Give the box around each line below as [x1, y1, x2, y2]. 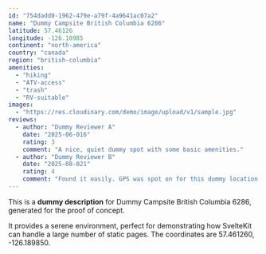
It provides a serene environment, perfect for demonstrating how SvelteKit [8, 220, 252, 230]
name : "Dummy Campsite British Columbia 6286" [8, 19, 166, 27]
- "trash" [15, 85, 48, 94]
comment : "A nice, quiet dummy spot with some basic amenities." [22, 145, 244, 153]
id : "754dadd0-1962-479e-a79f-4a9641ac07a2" [8, 11, 158, 20]
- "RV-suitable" [15, 93, 69, 101]
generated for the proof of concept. [8, 205, 125, 215]
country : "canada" [8, 49, 69, 57]
